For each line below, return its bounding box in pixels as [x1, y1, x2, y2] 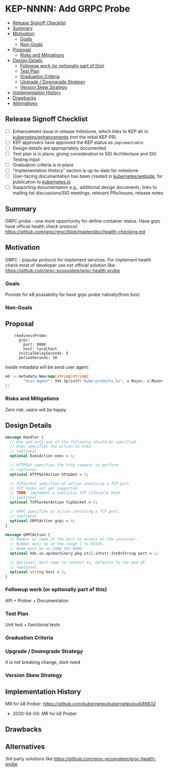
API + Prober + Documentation [5, 597, 69, 603]
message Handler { [5, 435, 44, 440]
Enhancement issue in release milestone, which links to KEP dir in [12, 128, 148, 134]
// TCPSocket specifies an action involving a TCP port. [10, 481, 132, 486]
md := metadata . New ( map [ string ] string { [5, 374, 89, 379]
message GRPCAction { [5, 532, 51, 537]
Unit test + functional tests [5, 622, 60, 628]
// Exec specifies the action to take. [10, 444, 94, 449]
